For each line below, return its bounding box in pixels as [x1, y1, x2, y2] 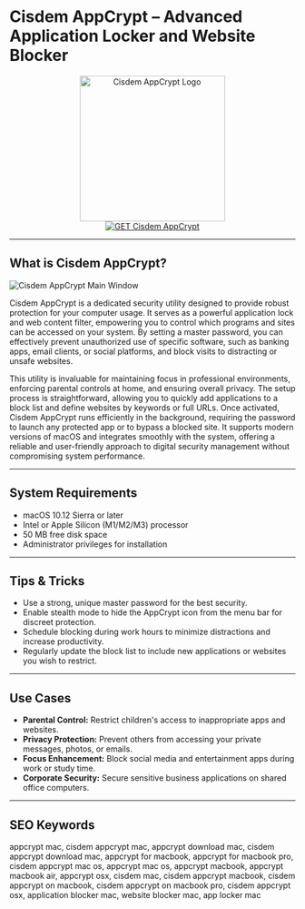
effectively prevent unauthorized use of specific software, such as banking [9, 336, 290, 347]
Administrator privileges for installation [22, 539, 168, 550]
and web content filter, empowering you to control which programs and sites [9, 317, 295, 328]
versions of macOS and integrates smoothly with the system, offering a [9, 430, 275, 442]
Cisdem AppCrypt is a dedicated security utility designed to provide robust [9, 298, 290, 308]
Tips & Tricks [9, 573, 85, 589]
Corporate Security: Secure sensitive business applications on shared [22, 773, 287, 783]
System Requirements [9, 485, 138, 501]
